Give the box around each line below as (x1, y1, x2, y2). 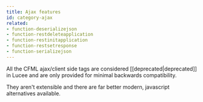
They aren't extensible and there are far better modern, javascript (6, 83, 170, 90)
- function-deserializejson (6, 25, 78, 32)
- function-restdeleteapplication (6, 32, 94, 38)
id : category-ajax (6, 15, 53, 21)
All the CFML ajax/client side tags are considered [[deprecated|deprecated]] (6, 65, 197, 72)
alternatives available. (6, 89, 61, 97)
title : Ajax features (6, 8, 61, 15)
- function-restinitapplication (6, 37, 88, 43)
